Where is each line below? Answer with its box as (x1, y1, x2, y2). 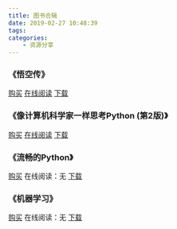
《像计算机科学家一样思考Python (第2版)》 (8, 111, 169, 122)
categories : (8, 33, 48, 42)
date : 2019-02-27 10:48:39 (8, 19, 98, 27)
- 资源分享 (22, 41, 54, 49)
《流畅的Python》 (8, 152, 74, 163)
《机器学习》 (8, 192, 58, 204)
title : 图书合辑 (8, 11, 57, 20)
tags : (8, 26, 26, 34)
